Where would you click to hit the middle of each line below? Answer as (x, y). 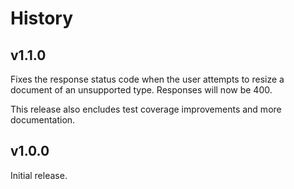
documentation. (43, 120)
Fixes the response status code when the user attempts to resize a (147, 79)
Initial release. (39, 175)
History (42, 18)
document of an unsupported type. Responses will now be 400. (141, 90)
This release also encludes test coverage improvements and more (146, 109)
